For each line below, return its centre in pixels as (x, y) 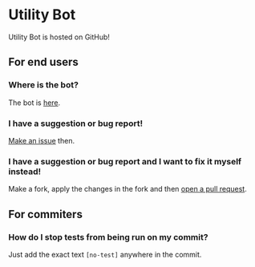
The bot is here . (34, 103)
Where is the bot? (43, 85)
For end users (43, 62)
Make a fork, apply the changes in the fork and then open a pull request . (127, 189)
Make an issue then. (41, 140)
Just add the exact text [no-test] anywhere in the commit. (105, 254)
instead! (25, 172)
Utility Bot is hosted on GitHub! (59, 37)
